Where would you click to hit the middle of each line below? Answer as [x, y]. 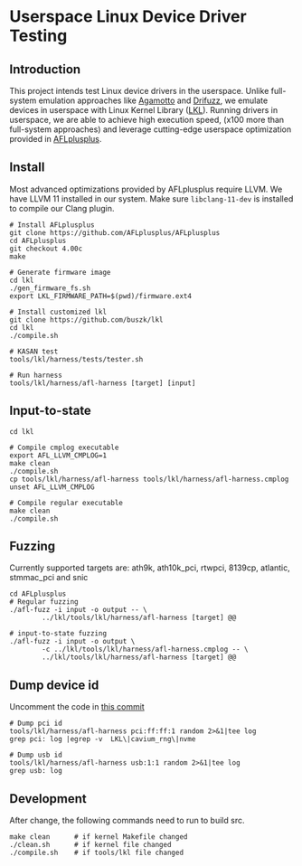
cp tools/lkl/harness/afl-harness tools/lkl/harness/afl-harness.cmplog [149, 479]
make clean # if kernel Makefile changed [99, 837]
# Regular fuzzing [44, 602]
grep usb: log [36, 771]
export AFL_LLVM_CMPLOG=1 [58, 455]
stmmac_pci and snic [49, 578]
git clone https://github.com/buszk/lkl [87, 320]
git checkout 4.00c [46, 249]
